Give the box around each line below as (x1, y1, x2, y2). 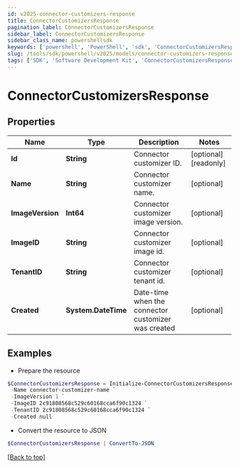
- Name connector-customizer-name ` (10, 387, 116, 394)
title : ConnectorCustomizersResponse (7, 17, 119, 24)
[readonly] (191, 158, 226, 168)
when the (134, 296, 165, 306)
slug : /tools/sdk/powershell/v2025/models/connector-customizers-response (7, 51, 234, 58)
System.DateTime (65, 305, 127, 315)
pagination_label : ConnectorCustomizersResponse (7, 24, 154, 31)
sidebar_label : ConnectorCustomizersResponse (7, 30, 144, 38)
